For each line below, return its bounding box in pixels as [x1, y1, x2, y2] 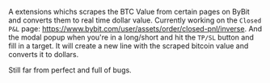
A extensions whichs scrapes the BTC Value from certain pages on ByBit [8, 7, 251, 16]
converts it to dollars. [8, 50, 79, 59]
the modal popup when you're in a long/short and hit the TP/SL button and [8, 32, 255, 42]
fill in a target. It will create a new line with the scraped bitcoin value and [8, 41, 249, 51]
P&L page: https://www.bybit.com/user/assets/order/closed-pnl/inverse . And [8, 24, 263, 33]
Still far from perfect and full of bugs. [8, 65, 132, 75]
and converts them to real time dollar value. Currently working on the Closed [8, 15, 262, 25]
